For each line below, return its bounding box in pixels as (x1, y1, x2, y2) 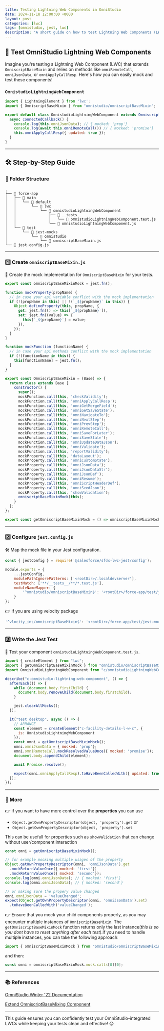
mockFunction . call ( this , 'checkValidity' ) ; (18, 394, 108, 400)
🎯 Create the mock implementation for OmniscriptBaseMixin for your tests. (5, 272, 154, 277)
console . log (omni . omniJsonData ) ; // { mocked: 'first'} (5, 876, 121, 880)
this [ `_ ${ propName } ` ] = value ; (22, 317, 86, 323)
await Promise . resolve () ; (14, 762, 67, 767)
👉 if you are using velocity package (5, 608, 79, 614)
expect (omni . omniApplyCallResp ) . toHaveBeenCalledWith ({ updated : (14, 771, 150, 776)
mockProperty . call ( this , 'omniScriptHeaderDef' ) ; (18, 481, 121, 486)
